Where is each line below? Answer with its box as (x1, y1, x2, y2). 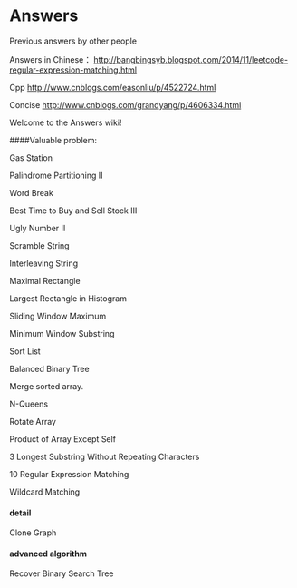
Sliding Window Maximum (9, 310, 107, 321)
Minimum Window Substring (9, 328, 115, 338)
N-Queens (9, 398, 48, 409)
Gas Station (9, 152, 53, 163)
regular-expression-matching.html (9, 64, 138, 75)
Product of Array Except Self (9, 433, 116, 445)
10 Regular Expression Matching (9, 468, 129, 479)
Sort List (9, 346, 41, 357)
